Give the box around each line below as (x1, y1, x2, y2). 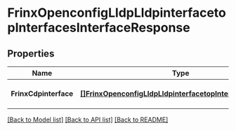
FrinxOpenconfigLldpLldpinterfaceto (7, 5, 226, 21)
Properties (7, 48, 55, 59)
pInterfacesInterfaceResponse (7, 20, 191, 36)
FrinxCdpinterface (11, 89, 74, 99)
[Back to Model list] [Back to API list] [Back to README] (7, 115, 169, 124)
